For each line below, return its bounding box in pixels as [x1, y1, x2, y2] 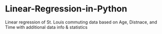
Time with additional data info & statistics [5, 24, 88, 30]
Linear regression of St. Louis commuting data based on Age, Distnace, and [5, 19, 157, 25]
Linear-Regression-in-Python [5, 3, 127, 14]
